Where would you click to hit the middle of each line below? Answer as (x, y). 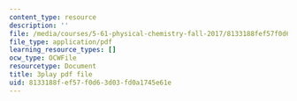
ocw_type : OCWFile (43, 58)
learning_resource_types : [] (63, 50)
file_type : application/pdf (61, 42)
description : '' (39, 25)
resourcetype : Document (53, 67)
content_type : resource (53, 17)
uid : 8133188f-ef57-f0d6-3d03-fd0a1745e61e (91, 83)
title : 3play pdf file (51, 75)
